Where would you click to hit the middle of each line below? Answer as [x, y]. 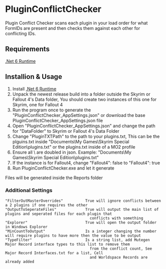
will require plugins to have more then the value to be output [73, 235]
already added [20, 262]
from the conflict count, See [121, 249]
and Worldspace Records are [119, 257]
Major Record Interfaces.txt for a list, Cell [54, 253]
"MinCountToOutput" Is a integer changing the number [81, 231]
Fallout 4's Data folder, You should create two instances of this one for [84, 99]
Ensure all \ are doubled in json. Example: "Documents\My [72, 152]
